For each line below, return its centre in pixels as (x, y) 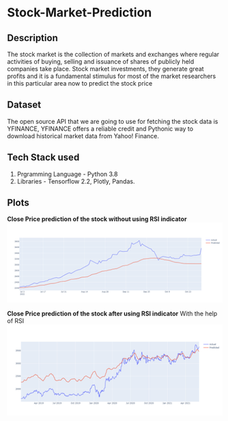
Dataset (24, 105)
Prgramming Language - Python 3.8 (67, 174)
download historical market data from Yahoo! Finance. (83, 136)
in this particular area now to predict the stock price (80, 83)
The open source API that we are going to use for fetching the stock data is (113, 121)
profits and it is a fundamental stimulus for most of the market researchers (112, 76)
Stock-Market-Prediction (80, 13)
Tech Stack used (43, 158)
